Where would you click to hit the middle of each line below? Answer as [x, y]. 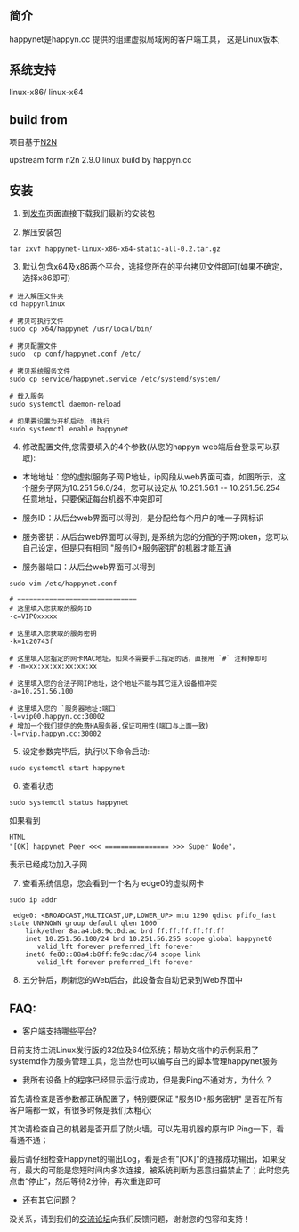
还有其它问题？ [49, 1200]
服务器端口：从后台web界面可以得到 [89, 567]
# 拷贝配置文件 [33, 346]
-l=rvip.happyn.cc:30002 [55, 734]
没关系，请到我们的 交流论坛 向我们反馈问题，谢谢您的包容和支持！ [130, 1219]
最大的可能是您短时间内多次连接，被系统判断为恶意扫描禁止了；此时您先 [157, 1170]
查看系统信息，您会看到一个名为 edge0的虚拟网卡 [113, 883]
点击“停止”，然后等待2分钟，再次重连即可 [85, 1181]
